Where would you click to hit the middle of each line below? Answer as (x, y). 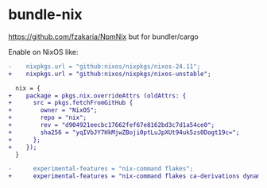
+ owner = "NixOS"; (53, 110)
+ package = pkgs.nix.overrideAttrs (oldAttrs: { (97, 96)
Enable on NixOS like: (43, 52)
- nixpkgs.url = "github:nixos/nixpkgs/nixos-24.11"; (104, 66)
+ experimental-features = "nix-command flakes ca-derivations (124, 176)
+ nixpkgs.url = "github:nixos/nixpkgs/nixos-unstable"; (110, 74)
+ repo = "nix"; (48, 118)
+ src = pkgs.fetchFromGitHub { (71, 103)
